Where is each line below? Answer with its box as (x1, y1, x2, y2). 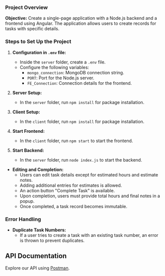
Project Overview (5, 4, 48, 11)
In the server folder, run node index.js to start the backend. (19, 157, 143, 163)
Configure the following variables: (19, 64, 89, 70)
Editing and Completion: (12, 166, 64, 172)
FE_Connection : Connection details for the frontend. (27, 80, 132, 86)
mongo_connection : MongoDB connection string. (27, 69, 124, 75)
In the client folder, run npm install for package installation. (19, 118, 145, 124)
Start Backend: (12, 147, 44, 153)
